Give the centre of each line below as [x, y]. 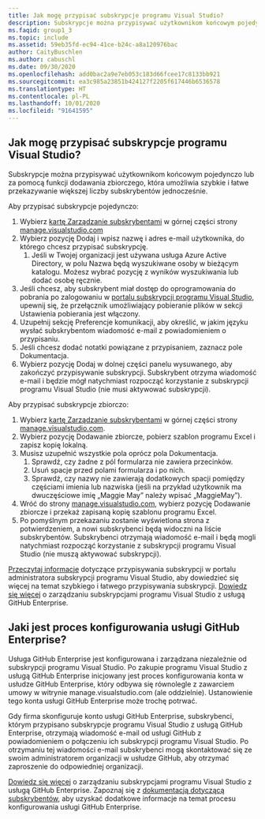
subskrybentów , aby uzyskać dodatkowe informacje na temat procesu [122, 798]
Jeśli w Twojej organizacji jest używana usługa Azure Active [129, 255]
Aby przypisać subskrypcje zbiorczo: [68, 404]
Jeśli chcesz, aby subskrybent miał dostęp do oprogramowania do [128, 288]
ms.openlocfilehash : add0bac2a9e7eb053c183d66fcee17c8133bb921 [114, 74]
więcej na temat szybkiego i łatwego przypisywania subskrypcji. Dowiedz [128, 585]
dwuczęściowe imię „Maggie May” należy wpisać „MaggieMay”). [137, 495]
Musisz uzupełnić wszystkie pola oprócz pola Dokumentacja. [119, 453]
